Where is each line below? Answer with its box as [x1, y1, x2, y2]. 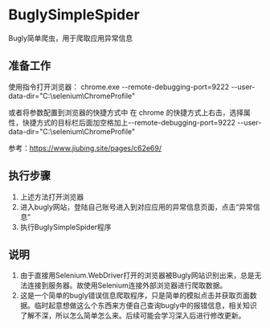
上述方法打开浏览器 [19, 191, 84, 202]
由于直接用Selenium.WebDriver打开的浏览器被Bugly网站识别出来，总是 [19, 271, 255, 281]
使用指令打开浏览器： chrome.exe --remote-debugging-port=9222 [8, 82, 230, 92]
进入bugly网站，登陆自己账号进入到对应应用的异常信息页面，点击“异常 [19, 202, 253, 211]
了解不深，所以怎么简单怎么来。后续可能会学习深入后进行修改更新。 [19, 311, 246, 321]
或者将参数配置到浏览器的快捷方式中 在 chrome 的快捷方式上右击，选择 [8, 107, 243, 117]
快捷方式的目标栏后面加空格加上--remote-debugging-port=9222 [22, 117, 235, 127]
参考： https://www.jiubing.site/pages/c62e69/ [8, 143, 162, 153]
